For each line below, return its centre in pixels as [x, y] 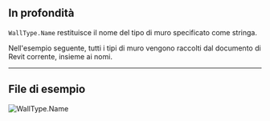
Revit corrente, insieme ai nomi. [60, 56]
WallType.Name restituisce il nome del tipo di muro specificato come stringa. [133, 32]
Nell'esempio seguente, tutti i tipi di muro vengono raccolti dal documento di [135, 48]
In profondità [41, 13]
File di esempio [47, 89]
